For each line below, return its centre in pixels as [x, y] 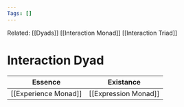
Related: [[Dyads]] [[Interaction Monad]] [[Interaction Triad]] [92, 33]
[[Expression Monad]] [124, 93]
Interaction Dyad [56, 60]
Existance [124, 82]
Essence [46, 82]
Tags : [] [20, 13]
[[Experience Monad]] [46, 93]
